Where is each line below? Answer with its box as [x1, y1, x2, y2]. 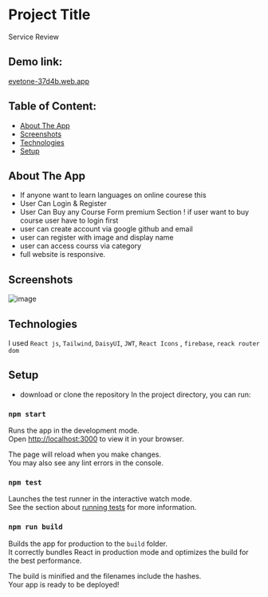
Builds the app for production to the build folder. [8, 539, 168, 548]
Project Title [8, 6, 91, 24]
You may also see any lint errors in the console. [8, 458, 164, 468]
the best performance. [8, 555, 82, 565]
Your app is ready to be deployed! [8, 579, 120, 589]
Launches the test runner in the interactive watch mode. [8, 494, 193, 504]
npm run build [8, 523, 63, 532]
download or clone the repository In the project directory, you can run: [19, 389, 251, 399]
